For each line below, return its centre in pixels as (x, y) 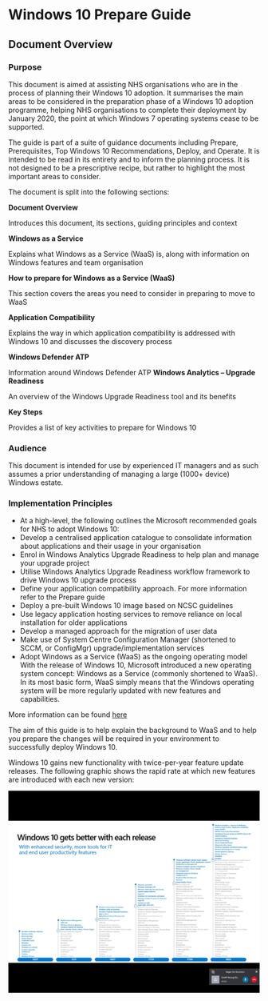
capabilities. (39, 699)
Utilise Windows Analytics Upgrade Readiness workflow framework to (135, 572)
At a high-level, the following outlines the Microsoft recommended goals (138, 521)
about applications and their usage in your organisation (110, 547)
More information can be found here (68, 715)
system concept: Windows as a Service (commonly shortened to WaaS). (138, 674)
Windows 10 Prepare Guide (100, 15)
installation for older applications (73, 623)
